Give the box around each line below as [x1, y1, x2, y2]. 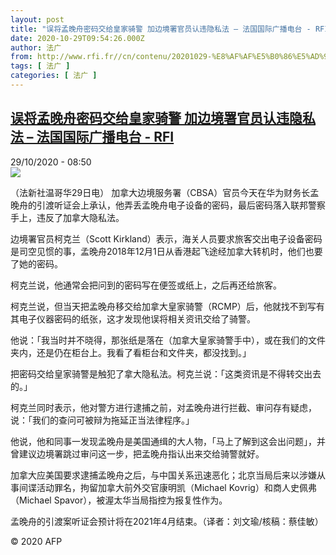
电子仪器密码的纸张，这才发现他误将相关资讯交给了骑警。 [18, 312, 256, 325]
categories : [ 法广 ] [10, 71, 98, 81]
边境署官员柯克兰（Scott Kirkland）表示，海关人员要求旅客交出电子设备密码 [10, 232, 323, 245]
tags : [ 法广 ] [10, 61, 71, 71]
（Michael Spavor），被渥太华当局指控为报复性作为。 [10, 494, 228, 506]
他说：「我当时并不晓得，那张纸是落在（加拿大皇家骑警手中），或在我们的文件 [10, 334, 326, 346]
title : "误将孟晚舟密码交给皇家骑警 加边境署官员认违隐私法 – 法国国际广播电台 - [10, 24, 312, 34]
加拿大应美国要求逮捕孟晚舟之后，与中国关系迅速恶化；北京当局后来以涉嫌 [10, 469, 317, 481]
